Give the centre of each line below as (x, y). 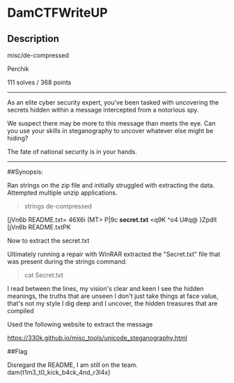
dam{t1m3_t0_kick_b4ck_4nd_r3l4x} (59, 372)
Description (33, 39)
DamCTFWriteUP (57, 13)
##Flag (17, 351)
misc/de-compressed (38, 55)
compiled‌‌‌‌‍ (21, 311)
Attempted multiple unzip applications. (62, 193)
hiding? (18, 138)
